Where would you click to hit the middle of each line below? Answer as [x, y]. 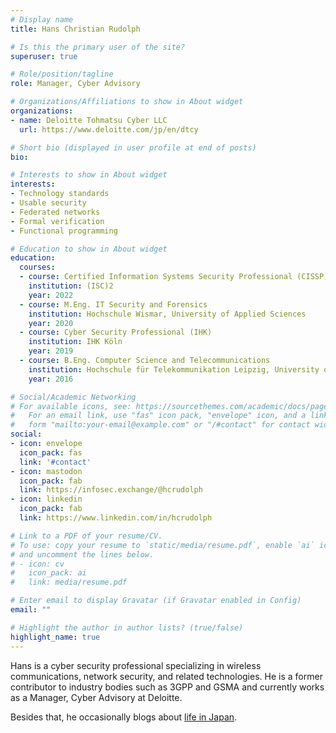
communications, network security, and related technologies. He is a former [166, 676]
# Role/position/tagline [62, 74]
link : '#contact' [55, 462]
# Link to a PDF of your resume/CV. [86, 536]
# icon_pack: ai [48, 573]
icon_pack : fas [51, 452]
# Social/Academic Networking [73, 397]
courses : [37, 267]
